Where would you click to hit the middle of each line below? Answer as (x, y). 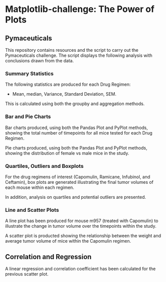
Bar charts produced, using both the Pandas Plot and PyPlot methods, (77, 128)
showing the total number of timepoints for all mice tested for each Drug (79, 133)
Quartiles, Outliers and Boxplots (44, 166)
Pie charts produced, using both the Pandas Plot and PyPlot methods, (76, 147)
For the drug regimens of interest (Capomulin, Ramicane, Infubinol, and (78, 177)
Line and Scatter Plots (32, 210)
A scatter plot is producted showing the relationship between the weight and (83, 236)
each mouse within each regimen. (40, 187)
